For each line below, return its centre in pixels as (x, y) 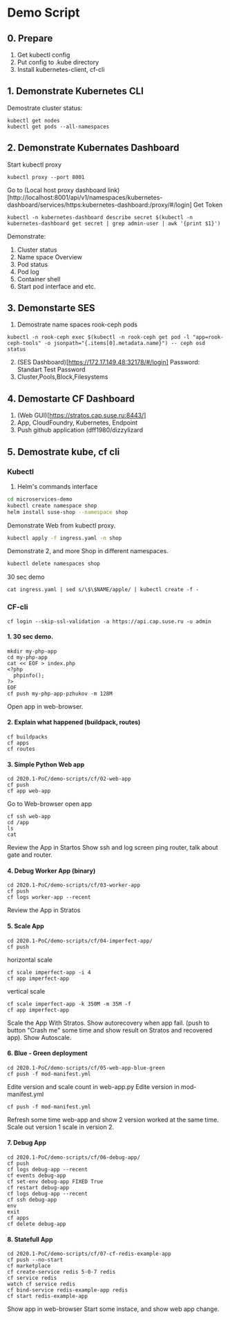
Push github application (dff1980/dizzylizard (80, 430)
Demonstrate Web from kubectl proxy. (61, 525)
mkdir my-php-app (32, 651)
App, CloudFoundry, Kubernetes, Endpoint (77, 422)
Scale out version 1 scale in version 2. (61, 1127)
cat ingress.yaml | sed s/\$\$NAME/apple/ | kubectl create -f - (103, 590)
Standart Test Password (51, 370)
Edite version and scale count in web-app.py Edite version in (93, 1086)
